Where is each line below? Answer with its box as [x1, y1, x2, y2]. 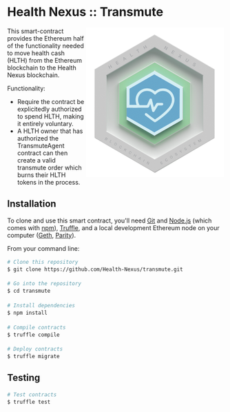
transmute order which [17, 163, 83, 172]
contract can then [17, 149, 68, 157]
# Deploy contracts [7, 346, 63, 353]
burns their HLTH [17, 170, 66, 179]
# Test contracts [7, 391, 57, 398]
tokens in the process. [17, 178, 81, 186]
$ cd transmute [7, 287, 51, 295]
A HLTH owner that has [17, 127, 83, 135]
